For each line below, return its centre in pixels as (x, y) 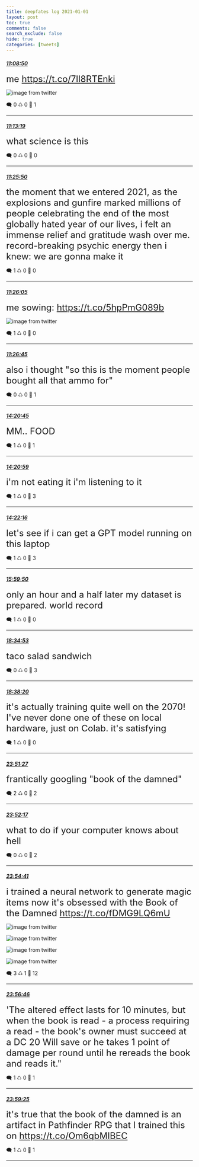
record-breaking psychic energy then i (86, 246)
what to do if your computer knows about (92, 830)
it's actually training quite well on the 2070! (96, 707)
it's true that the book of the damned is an (94, 1115)
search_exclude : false (34, 34)
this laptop (28, 543)
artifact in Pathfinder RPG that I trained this (96, 1125)
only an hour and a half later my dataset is (94, 594)
